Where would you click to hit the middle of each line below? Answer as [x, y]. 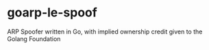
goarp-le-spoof [52, 13]
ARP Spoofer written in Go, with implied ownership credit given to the [105, 32]
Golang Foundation [34, 38]
